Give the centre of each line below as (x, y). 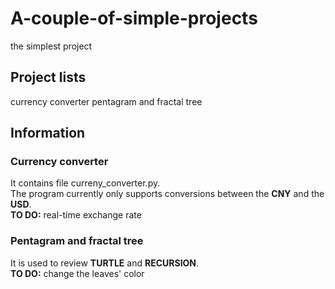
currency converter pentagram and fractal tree (106, 101)
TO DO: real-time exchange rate (76, 215)
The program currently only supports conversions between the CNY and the (167, 194)
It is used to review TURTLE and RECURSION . (105, 263)
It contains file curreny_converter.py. (85, 183)
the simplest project (51, 46)
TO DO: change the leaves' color (77, 273)
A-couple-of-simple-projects (134, 18)
